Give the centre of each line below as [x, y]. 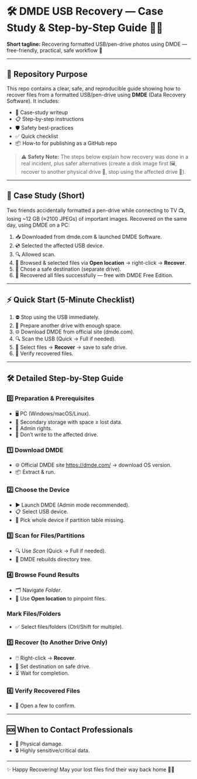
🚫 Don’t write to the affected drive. [57, 434]
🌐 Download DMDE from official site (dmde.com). [75, 332]
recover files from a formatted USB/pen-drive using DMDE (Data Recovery [96, 95]
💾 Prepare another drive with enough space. [68, 326]
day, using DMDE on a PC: [38, 225]
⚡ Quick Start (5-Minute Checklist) [71, 300]
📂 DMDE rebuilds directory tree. [53, 559]
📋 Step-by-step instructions [49, 119]
